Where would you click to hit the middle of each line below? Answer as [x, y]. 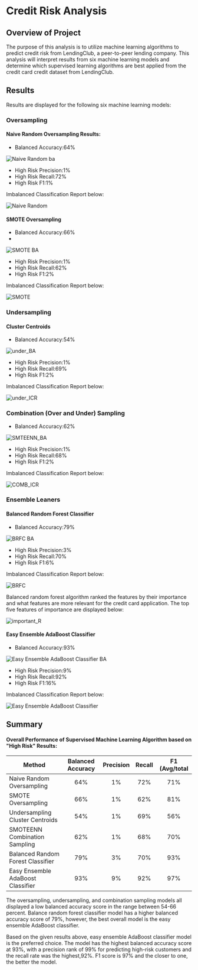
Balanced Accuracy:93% [45, 647]
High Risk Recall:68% [41, 455]
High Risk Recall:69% [41, 369]
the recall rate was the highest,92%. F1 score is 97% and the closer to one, [97, 956]
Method [34, 765]
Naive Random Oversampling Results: [54, 134]
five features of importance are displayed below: [65, 609]
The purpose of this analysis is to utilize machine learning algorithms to [93, 47]
